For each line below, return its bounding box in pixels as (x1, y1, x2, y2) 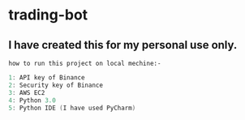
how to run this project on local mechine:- (8, 59, 161, 67)
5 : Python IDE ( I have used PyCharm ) (8, 104, 136, 112)
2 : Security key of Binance (8, 81, 104, 89)
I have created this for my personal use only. (8, 38, 238, 52)
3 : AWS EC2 (8, 88, 45, 96)
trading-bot (8, 6, 88, 24)
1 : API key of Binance (8, 74, 85, 82)
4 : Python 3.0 (8, 96, 57, 105)
